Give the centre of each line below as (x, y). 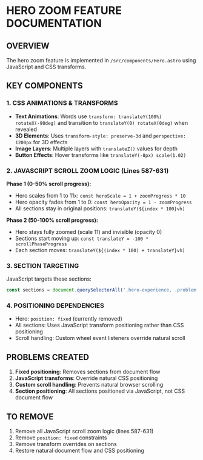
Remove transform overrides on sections (66, 444)
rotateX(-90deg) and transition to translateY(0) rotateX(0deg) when (101, 122)
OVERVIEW (28, 46)
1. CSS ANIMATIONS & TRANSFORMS (62, 103)
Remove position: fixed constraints (61, 438)
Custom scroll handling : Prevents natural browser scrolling (89, 385)
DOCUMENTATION (54, 23)
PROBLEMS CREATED (48, 357)
